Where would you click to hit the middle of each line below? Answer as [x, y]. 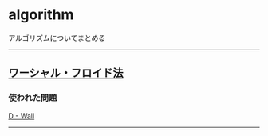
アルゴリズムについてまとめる [57, 38]
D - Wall [22, 116]
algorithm [41, 15]
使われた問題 [33, 98]
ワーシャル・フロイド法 [66, 73]
